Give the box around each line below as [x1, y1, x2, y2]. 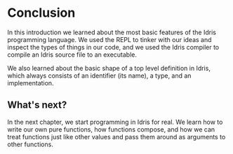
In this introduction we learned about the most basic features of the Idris [7, 28, 216, 36]
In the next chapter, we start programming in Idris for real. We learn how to [7, 118, 223, 126]
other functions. [7, 140, 54, 148]
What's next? [7, 99, 67, 111]
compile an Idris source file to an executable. [7, 50, 138, 59]
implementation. [7, 78, 54, 87]
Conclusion [7, 5, 76, 21]
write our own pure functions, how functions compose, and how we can [7, 125, 215, 134]
